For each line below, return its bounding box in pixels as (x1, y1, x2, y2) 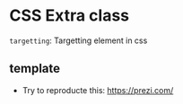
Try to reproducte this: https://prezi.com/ (22, 84, 174, 95)
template (9, 61, 61, 76)
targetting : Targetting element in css (9, 35, 148, 46)
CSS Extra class (9, 5, 130, 26)
